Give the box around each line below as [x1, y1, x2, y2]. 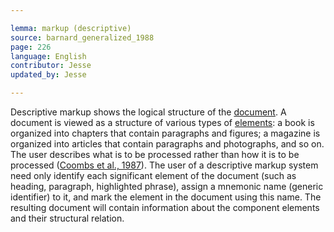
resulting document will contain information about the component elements [10, 202, 320, 213]
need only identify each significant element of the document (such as [10, 170, 297, 181]
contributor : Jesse [10, 61, 92, 71]
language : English [10, 51, 87, 61]
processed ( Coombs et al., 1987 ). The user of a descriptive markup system [10, 159, 319, 171]
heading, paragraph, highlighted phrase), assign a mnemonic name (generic [10, 181, 324, 192]
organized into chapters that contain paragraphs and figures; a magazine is [10, 127, 321, 139]
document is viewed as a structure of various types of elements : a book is [10, 117, 315, 128]
